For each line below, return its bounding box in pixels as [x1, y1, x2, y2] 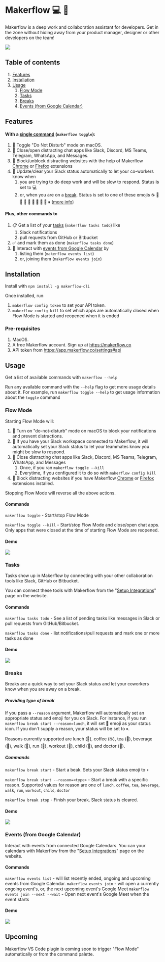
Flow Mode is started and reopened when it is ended [12, 313, 120, 319]
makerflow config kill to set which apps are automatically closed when [12, 308, 159, 314]
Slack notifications [19, 229, 58, 235]
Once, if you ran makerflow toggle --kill [19, 464, 104, 471]
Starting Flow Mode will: [5, 418, 54, 424]
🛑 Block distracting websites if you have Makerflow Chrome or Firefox [12, 475, 154, 481]
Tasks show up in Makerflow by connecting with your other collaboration [5, 573, 153, 578]
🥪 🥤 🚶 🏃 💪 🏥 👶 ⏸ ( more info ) [19, 199, 74, 205]
